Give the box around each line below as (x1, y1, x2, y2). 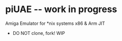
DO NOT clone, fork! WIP (12, 30, 65, 36)
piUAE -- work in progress (5, 4, 117, 15)
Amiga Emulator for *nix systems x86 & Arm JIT (5, 20, 105, 26)
